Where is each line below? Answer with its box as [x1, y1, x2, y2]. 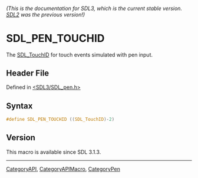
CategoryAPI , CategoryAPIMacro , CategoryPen [6, 165, 121, 172]
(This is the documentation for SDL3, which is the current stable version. [6, 5, 183, 12]
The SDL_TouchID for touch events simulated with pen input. [6, 51, 153, 58]
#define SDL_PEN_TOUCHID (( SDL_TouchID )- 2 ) [6, 117, 115, 123]
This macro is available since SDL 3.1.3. [6, 148, 101, 156]
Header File [6, 68, 49, 78]
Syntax [6, 101, 33, 111]
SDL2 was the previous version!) [6, 11, 85, 18]
